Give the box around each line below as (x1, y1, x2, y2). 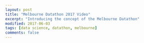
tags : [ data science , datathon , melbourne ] (5, 26, 97, 31)
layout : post (5, 7, 32, 12)
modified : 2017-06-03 (5, 21, 50, 26)
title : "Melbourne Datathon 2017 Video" (5, 12, 91, 17)
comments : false (5, 30, 39, 35)
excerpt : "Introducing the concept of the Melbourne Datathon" (5, 16, 140, 21)
